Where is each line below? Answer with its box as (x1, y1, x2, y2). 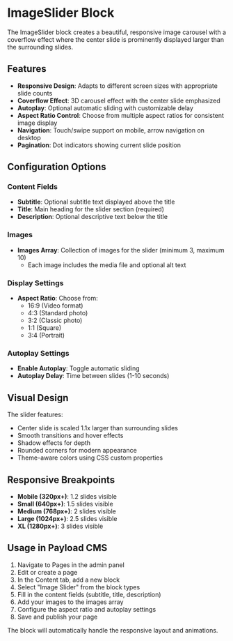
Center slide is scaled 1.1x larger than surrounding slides (17, 424, 179, 432)
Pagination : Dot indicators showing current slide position (17, 141, 182, 149)
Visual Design (7, 392, 69, 404)
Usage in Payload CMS (7, 542, 108, 554)
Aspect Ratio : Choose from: (17, 294, 99, 303)
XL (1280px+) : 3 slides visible (17, 522, 104, 530)
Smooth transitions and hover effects (17, 431, 124, 440)
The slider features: (7, 410, 63, 419)
